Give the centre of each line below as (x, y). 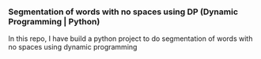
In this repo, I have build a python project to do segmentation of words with (130, 39)
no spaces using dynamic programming (73, 47)
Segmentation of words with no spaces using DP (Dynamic (123, 12)
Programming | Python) (54, 21)
